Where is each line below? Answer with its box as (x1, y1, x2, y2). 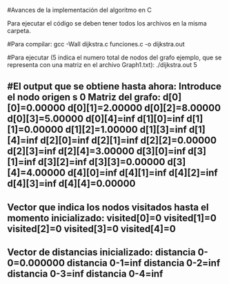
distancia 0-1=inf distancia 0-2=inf (66, 257, 221, 269)
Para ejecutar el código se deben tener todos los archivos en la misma (7, 19, 207, 27)
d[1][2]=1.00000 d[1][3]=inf (65, 124, 188, 135)
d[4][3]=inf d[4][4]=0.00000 (7, 178, 136, 189)
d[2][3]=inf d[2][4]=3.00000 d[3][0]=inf (7, 145, 186, 158)
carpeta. (7, 27, 31, 35)
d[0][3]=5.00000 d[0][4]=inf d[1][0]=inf (7, 113, 185, 125)
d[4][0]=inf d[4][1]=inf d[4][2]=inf (67, 167, 219, 179)
